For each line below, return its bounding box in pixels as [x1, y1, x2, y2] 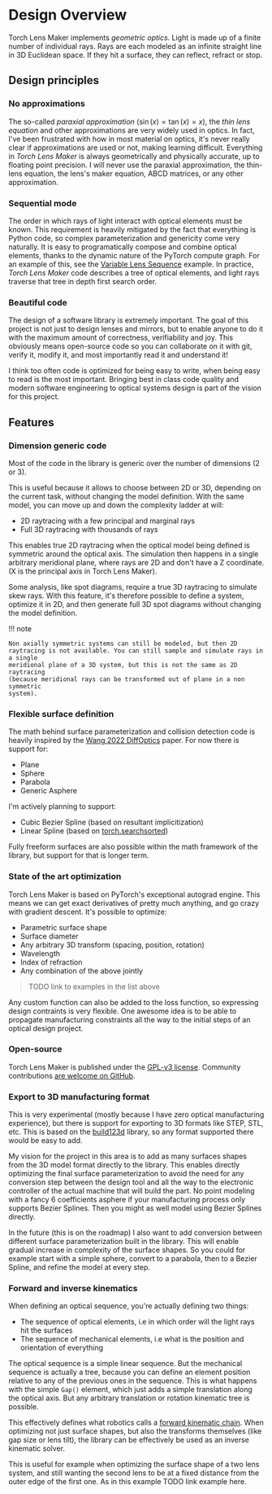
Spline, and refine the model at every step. [8, 1263, 151, 1272]
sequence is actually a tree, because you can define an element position [8, 1367, 251, 1378]
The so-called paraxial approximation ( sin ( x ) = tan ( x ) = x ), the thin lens [8, 116, 251, 126]
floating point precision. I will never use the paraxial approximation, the [8, 160, 245, 169]
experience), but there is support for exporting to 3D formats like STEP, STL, [8, 1118, 264, 1128]
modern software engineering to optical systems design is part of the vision [8, 383, 262, 393]
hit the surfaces [19, 1325, 73, 1335]
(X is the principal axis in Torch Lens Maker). [8, 566, 158, 576]
